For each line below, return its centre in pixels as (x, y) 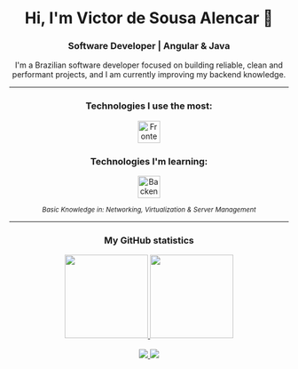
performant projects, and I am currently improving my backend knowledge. (149, 75)
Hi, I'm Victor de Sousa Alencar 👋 (149, 18)
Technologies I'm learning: (149, 161)
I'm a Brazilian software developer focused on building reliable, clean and (149, 65)
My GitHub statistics (149, 241)
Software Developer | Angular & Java (149, 46)
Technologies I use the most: (149, 106)
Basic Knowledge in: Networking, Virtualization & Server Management (149, 210)
